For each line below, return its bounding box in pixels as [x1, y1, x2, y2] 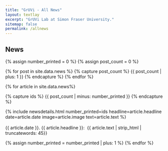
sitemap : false [5, 21, 37, 27]
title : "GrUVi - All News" [5, 7, 62, 13]
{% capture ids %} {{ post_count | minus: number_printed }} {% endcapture [5, 93, 163, 99]
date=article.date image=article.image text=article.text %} [5, 114, 127, 120]
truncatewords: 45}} [5, 130, 48, 136]
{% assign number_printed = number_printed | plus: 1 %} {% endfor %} [5, 140, 154, 146]
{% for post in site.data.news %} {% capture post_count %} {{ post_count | [5, 68, 162, 74]
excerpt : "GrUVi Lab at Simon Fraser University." [5, 17, 114, 22]
